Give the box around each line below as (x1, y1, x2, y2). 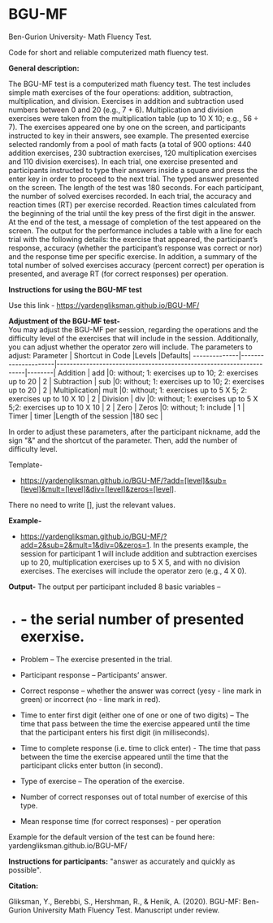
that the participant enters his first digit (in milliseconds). (19, 727, 210, 737)
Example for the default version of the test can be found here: (8, 832, 215, 842)
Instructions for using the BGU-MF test (8, 284, 142, 294)
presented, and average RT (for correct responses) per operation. (8, 269, 229, 279)
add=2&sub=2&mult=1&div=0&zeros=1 (19, 539, 150, 549)
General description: (8, 63, 80, 73)
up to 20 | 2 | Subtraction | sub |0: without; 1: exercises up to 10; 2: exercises (8, 376, 265, 386)
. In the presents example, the (149, 539, 249, 549)
